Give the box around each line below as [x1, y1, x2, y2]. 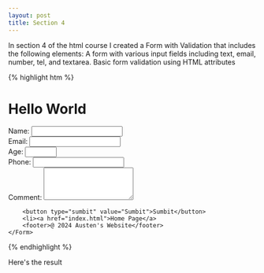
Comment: [8, 193, 43, 202]
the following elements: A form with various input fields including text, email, [8, 49, 256, 58]
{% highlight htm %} [8, 72, 75, 82]
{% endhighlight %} [8, 242, 73, 252]
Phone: [8, 157, 32, 167]
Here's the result [8, 257, 63, 267]
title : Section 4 [8, 19, 65, 27]
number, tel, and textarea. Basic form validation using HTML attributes [8, 57, 236, 67]
